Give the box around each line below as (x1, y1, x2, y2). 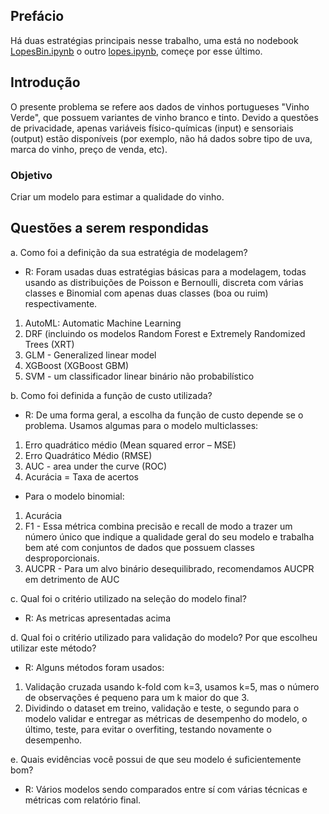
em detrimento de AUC (24, 573, 120, 585)
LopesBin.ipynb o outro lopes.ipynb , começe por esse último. (10, 45, 263, 57)
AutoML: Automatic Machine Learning (24, 317, 182, 329)
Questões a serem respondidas (10, 220, 210, 237)
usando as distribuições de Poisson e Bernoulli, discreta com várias (24, 276, 304, 288)
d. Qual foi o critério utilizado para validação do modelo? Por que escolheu (10, 631, 318, 643)
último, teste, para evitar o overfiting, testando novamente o (24, 723, 272, 735)
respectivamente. (24, 297, 98, 309)
